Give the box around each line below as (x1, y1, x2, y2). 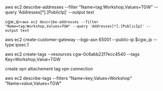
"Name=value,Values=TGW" (5, 80, 62, 86)
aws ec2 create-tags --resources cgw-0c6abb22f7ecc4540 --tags (5, 51, 140, 57)
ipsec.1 (15, 42, 29, 48)
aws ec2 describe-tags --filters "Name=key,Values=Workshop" (5, 75, 132, 81)
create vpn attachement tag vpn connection (5, 66, 93, 72)
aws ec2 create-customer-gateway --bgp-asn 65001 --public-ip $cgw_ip (5, 36, 152, 42)
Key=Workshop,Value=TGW (5, 56, 61, 62)
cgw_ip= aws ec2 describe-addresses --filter (5, 19, 99, 24)
